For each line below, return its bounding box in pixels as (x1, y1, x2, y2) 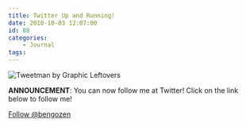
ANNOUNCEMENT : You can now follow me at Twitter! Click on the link (8, 86, 239, 95)
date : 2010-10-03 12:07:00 (8, 19, 98, 27)
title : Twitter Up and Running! (8, 11, 115, 20)
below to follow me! (8, 94, 73, 103)
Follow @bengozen (8, 110, 71, 119)
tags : (8, 48, 26, 56)
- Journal (22, 41, 56, 49)
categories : (8, 33, 48, 42)
